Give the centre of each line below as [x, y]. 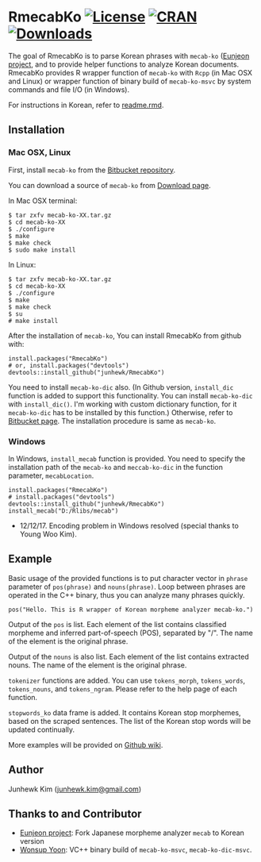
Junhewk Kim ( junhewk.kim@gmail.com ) [75, 789]
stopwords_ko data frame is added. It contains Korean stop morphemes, [125, 712]
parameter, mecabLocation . [51, 475]
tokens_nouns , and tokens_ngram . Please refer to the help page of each [123, 689]
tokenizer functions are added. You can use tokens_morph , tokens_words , [127, 680]
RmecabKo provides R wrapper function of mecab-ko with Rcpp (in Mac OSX [130, 72]
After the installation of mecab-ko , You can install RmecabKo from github [125, 335]
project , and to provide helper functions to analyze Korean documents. [124, 64]
